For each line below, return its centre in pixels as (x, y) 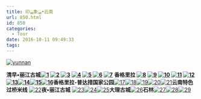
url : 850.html (24, 17)
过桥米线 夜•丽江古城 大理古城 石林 (80, 89)
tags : (13, 46)
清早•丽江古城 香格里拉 (71, 74)
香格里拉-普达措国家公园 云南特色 (123, 82)
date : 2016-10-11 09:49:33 (40, 40)
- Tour (20, 34)
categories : (21, 28)
